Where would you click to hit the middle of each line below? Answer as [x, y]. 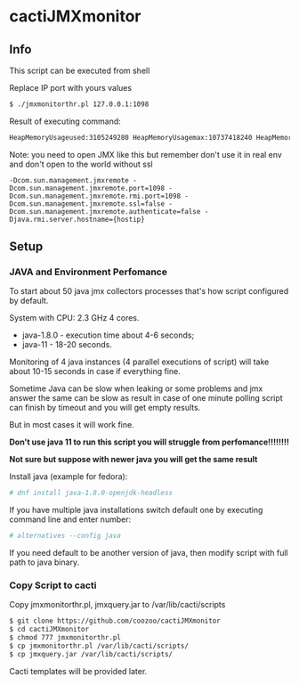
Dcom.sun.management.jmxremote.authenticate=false [105, 211]
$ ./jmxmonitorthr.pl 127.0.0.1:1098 [79, 104]
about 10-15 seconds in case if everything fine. [95, 371]
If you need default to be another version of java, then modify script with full [149, 553]
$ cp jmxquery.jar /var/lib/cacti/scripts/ [91, 654]
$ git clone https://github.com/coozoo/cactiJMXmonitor [115, 621]
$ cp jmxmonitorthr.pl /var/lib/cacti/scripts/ [99, 646]
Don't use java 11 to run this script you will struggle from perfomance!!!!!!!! [149, 442]
